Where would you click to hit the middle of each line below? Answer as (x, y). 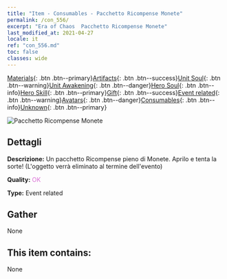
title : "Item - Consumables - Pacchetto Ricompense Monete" (95, 13)
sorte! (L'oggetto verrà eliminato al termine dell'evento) (85, 166)
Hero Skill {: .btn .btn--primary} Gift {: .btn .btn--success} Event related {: (120, 92)
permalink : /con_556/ (38, 20)
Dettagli (24, 142)
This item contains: (49, 252)
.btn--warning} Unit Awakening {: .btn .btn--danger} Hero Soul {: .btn (102, 85)
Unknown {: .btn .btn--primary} (64, 107)
